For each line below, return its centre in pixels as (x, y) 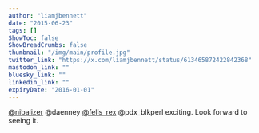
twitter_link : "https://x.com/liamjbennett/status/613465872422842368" (130, 61)
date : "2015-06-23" (41, 23)
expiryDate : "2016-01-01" (51, 90)
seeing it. (23, 121)
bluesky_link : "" (37, 75)
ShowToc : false (34, 38)
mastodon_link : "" (39, 68)
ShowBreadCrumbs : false (48, 45)
